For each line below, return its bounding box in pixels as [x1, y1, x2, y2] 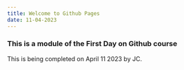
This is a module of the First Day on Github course [7, 39, 178, 49]
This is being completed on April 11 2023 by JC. [7, 54, 143, 62]
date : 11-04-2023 [7, 16, 57, 23]
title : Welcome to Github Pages [7, 10, 100, 17]
